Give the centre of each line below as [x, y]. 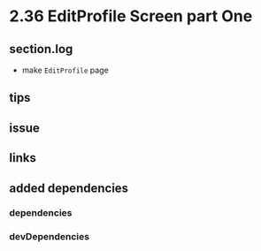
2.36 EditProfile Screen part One [131, 16]
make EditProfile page [65, 70]
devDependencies [50, 237]
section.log [41, 49]
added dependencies [69, 188]
